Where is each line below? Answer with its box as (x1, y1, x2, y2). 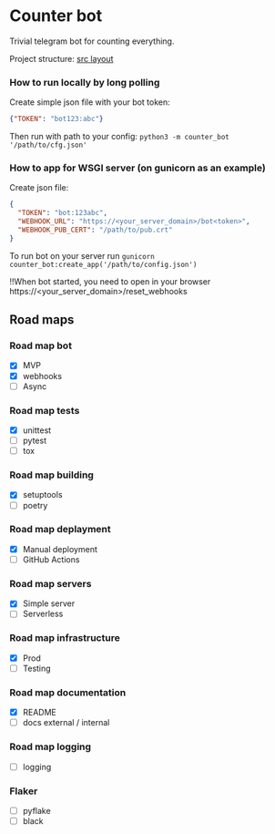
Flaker (9, 785, 38, 798)
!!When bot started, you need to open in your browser (9, 275, 211, 287)
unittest (22, 425, 52, 436)
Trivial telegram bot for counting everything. (9, 36, 175, 46)
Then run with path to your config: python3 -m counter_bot (9, 131, 229, 142)
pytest (22, 435, 47, 447)
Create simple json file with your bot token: (9, 97, 170, 108)
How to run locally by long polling (9, 76, 160, 88)
